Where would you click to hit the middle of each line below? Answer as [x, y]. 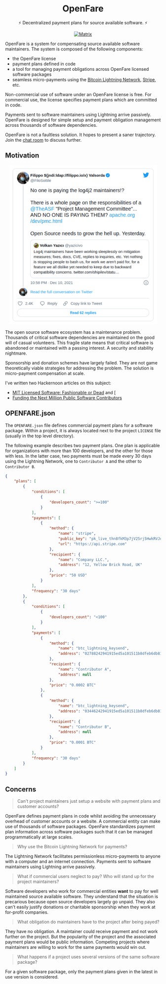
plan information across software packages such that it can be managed [79, 832]
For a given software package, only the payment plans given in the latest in [82, 972]
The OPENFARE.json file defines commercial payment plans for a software [79, 425]
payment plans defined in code [44, 64]
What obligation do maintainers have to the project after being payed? [88, 922]
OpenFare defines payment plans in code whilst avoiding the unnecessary [81, 816]
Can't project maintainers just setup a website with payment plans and [89, 801]
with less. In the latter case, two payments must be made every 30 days [78, 456]
